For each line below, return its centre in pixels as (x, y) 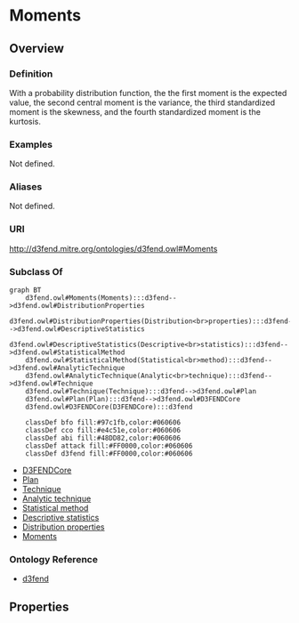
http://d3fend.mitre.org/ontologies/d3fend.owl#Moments (113, 248)
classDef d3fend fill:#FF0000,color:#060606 (109, 454)
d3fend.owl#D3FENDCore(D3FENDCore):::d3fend (109, 407)
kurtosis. (25, 121)
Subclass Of (36, 271)
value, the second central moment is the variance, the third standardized (142, 102)
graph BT (25, 290)
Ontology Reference (53, 559)
